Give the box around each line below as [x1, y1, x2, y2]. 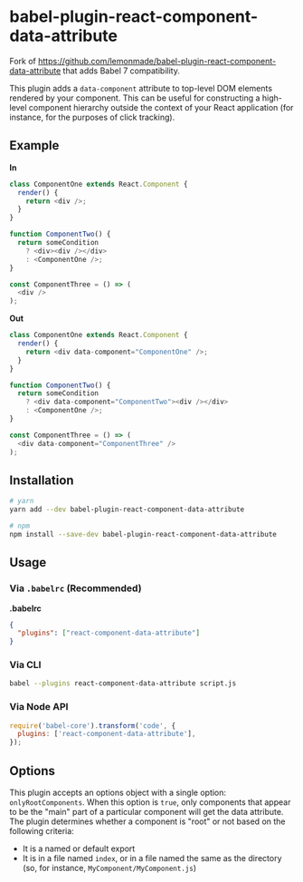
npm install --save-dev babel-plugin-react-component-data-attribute [9, 529, 278, 538]
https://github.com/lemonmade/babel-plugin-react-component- [37, 55, 277, 66]
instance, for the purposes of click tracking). [9, 111, 175, 122]
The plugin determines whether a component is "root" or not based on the [9, 816, 287, 827]
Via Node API [9, 701, 69, 713]
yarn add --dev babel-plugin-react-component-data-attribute [9, 505, 245, 514]
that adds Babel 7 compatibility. [62, 65, 181, 76]
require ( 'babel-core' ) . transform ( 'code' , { [9, 721, 176, 731]
